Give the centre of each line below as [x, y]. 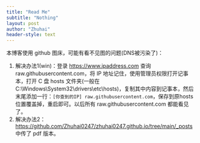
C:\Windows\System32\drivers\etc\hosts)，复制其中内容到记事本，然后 [104, 89]
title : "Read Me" [28, 12]
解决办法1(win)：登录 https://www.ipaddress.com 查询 [83, 66]
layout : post [23, 23]
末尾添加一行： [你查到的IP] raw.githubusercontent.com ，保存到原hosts [104, 97]
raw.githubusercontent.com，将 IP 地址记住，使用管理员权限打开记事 [102, 73]
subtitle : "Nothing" [33, 18]
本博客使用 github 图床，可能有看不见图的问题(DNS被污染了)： [85, 53]
